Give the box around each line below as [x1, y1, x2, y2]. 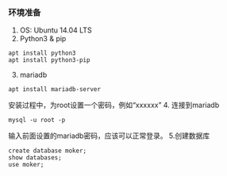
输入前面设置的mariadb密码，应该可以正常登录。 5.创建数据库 [8, 131, 210, 140]
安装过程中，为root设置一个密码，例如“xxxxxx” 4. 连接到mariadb [8, 101, 220, 110]
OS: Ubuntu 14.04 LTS [19, 25, 93, 35]
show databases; [8, 154, 62, 162]
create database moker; [8, 147, 87, 155]
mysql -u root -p [8, 117, 66, 124]
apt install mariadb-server [8, 86, 102, 94]
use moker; [8, 161, 44, 169]
